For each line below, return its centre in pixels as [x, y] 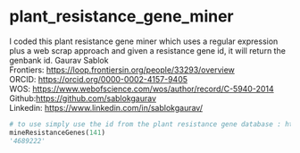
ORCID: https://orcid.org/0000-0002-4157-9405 [99, 79]
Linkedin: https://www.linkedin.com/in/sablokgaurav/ [106, 107]
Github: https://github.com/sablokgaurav [83, 98]
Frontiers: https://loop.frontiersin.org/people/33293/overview [122, 70]
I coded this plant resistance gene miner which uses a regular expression [144, 41]
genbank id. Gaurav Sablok [59, 60]
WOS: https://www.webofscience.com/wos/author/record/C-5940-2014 [142, 89]
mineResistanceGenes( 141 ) [57, 132]
